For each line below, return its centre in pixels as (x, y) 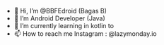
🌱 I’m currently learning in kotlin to (64, 26)
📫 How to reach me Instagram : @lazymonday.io (85, 34)
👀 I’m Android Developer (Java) (60, 18)
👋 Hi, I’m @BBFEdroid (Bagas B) (60, 11)
